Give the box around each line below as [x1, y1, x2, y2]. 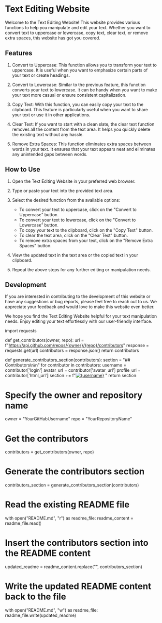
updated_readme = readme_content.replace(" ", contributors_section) [5, 564, 143, 570]
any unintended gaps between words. [12, 151, 88, 157]
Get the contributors [5, 433, 88, 444]
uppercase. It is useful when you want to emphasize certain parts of [12, 67, 148, 73]
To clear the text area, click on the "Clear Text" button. [19, 232, 128, 238]
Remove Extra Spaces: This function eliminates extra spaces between [12, 141, 151, 147]
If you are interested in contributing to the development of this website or [5, 294, 151, 299]
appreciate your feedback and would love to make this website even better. [5, 304, 155, 310]
